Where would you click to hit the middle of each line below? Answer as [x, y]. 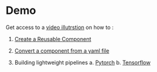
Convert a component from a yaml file [62, 51]
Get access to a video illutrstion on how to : [60, 27]
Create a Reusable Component [53, 39]
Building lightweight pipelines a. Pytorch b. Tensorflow [82, 62]
